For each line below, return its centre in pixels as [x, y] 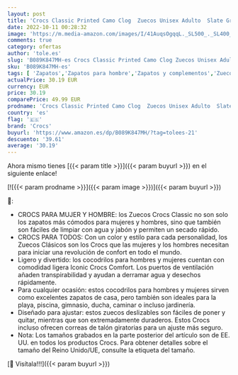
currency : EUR [28, 86]
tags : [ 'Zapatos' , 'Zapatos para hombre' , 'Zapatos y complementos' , [110, 73]
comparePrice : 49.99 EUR [44, 100]
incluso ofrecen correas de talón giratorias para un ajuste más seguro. [120, 328]
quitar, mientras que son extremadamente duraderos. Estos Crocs [114, 320]
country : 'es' [28, 113]
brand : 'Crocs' [30, 126]
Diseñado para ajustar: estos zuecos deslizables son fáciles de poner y [121, 313]
